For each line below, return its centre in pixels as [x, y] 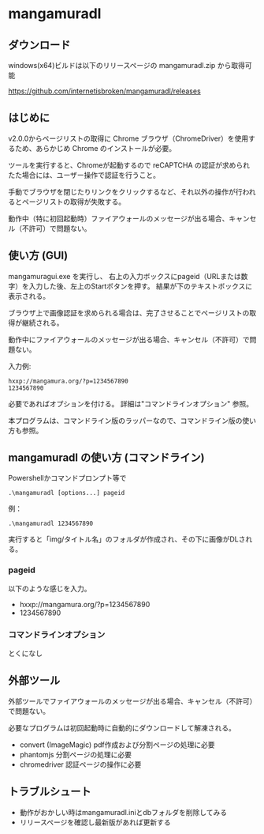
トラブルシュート [50, 792]
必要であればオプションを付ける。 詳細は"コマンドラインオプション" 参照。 [131, 403]
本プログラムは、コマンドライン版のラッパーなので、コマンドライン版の [125, 421]
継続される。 [43, 323]
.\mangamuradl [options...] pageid [67, 493]
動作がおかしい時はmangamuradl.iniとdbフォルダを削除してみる [123, 812]
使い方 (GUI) [38, 256]
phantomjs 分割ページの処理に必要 [76, 754]
